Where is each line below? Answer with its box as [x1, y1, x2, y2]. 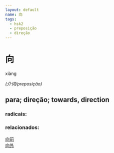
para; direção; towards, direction [5, 95, 110, 104]
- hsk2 [9, 21, 23, 26]
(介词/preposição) [5, 80, 42, 86]
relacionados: [5, 124, 39, 131]
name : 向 [5, 12, 22, 17]
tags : [5, 16, 16, 21]
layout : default [5, 7, 39, 12]
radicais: [5, 110, 27, 117]
